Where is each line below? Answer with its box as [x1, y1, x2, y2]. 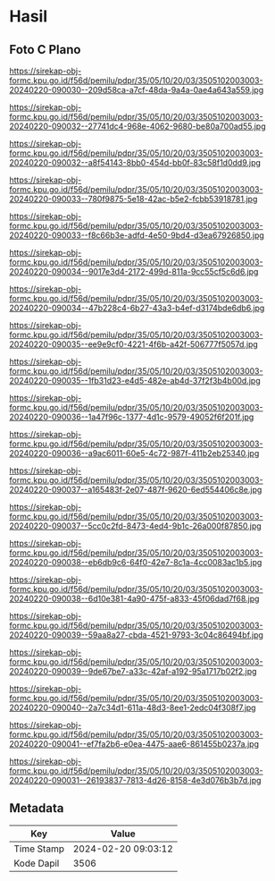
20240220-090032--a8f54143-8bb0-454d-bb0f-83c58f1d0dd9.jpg [9, 157, 262, 167]
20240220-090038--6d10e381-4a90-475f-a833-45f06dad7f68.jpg [9, 593, 260, 604]
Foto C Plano [9, 42, 81, 57]
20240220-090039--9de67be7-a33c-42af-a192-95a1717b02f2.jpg [9, 666, 257, 676]
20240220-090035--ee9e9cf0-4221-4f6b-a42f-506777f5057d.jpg [9, 339, 259, 350]
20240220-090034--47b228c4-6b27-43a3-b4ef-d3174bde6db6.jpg [9, 302, 265, 313]
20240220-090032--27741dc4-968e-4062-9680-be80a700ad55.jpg [9, 121, 266, 131]
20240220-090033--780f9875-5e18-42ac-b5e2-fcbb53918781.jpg [9, 194, 258, 204]
